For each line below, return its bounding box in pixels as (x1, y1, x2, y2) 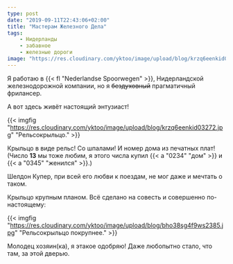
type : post (7, 10, 39, 17)
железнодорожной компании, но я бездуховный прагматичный (7, 81, 196, 90)
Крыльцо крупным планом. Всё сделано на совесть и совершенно (7, 193, 206, 201)
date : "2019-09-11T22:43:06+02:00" (7, 17, 110, 24)
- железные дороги (19, 49, 73, 56)
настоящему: (7, 200, 46, 209)
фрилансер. (7, 89, 42, 97)
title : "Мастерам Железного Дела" (7, 23, 107, 30)
